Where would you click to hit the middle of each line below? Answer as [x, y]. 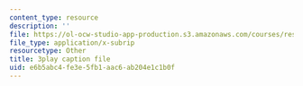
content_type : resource [54, 17]
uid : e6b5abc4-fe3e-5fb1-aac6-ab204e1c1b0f [92, 68]
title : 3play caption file [60, 59]
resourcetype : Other [48, 51]
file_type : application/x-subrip [72, 43]
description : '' [40, 26]
